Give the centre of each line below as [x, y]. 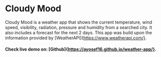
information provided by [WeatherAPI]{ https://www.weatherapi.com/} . [76, 38]
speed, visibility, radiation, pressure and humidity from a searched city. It [79, 27]
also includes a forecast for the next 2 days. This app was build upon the [79, 32]
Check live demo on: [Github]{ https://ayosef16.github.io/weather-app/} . [81, 49]
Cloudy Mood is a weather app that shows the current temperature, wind [79, 22]
